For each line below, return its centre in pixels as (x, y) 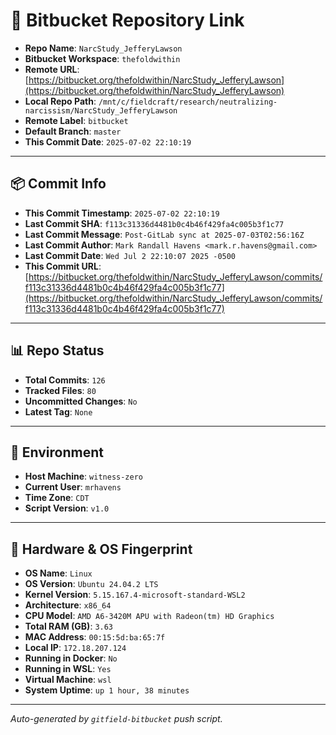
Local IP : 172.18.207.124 (75, 648)
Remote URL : (52, 69)
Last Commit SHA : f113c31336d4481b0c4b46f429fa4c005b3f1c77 (154, 223)
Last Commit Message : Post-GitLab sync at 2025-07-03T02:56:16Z (164, 234)
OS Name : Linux (58, 573)
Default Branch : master (73, 131)
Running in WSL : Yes (68, 669)
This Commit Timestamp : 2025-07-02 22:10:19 (122, 213)
